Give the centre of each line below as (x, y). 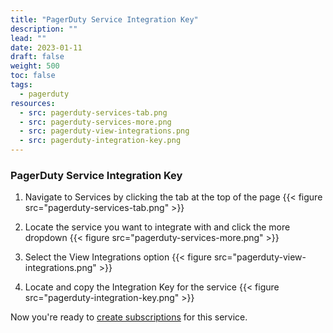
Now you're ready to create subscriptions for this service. (129, 317)
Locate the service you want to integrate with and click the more (157, 227)
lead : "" (28, 38)
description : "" (44, 29)
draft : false (37, 57)
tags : (21, 85)
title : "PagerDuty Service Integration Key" (104, 19)
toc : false (33, 76)
